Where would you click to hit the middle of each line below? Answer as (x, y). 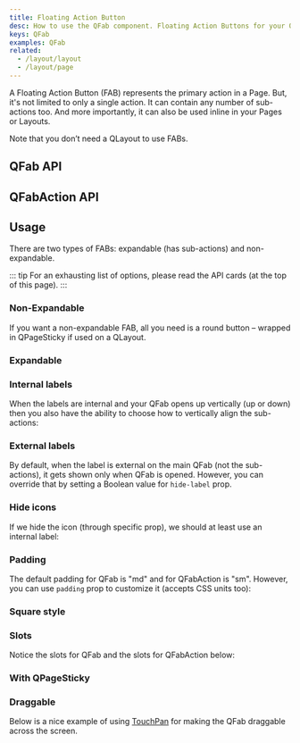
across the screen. (44, 731)
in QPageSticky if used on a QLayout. (78, 337)
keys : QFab (29, 34)
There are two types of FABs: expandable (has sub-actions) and (127, 249)
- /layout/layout (50, 59)
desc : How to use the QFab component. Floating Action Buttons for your (147, 26)
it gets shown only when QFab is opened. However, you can (153, 475)
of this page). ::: (38, 285)
